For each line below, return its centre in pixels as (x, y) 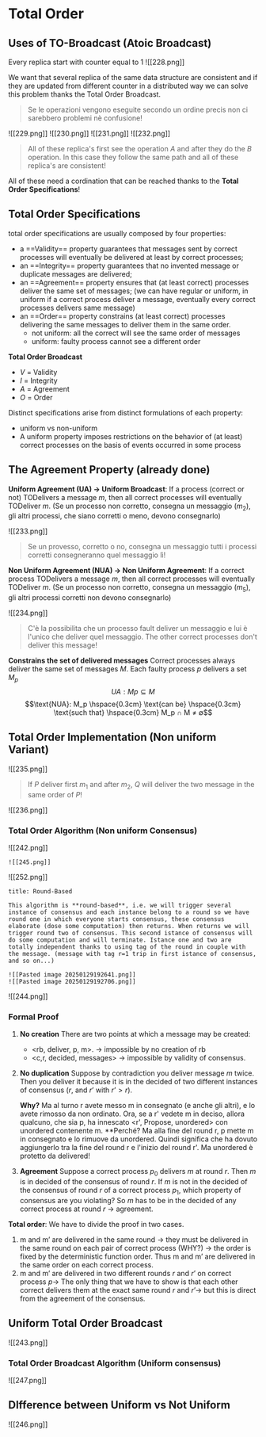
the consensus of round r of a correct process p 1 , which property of (130, 1191)
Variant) (28, 750)
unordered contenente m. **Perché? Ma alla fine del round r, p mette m (137, 1131)
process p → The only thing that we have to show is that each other (129, 1282)
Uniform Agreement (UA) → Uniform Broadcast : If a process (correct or (126, 489)
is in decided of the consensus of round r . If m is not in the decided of (133, 1182)
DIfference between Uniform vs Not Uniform (120, 1405)
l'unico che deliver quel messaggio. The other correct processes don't (142, 637)
